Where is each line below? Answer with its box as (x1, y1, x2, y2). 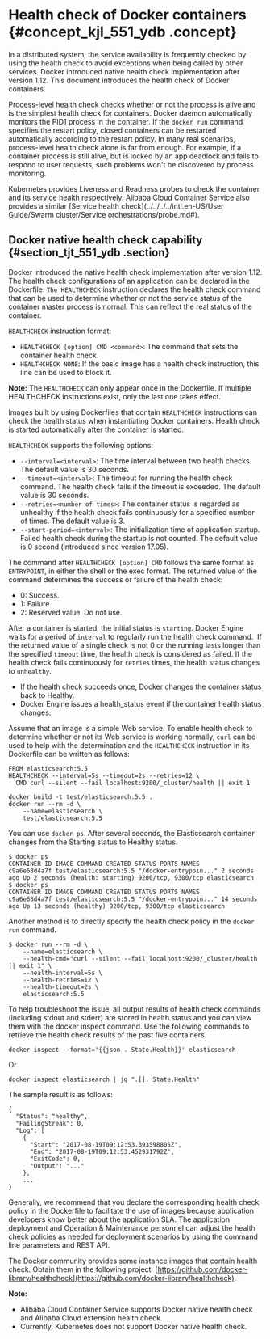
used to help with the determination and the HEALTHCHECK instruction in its (8, 740, 250, 750)
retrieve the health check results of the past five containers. (8, 1029, 207, 1040)
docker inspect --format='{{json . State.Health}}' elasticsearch (8, 1045, 236, 1054)
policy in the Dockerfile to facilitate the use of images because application (8, 1206, 254, 1215)
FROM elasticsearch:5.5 (8, 764, 89, 773)
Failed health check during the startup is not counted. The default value (19, 533, 258, 543)
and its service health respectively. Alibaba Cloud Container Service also (8, 192, 250, 202)
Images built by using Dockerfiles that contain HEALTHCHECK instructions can (8, 407, 258, 417)
